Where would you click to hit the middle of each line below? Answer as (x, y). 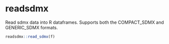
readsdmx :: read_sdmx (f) (30, 37)
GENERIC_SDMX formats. (32, 27)
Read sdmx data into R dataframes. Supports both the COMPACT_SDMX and (84, 22)
